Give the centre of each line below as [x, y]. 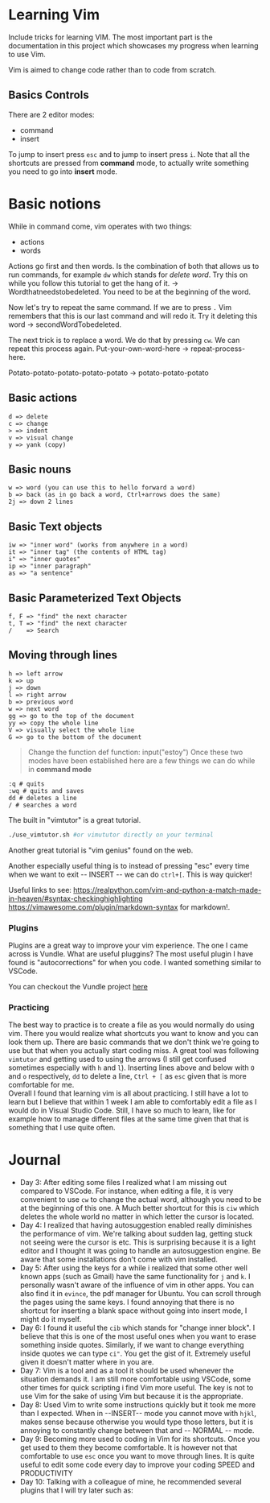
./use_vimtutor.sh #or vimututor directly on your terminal [111, 835]
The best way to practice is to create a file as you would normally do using [131, 1025]
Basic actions [43, 398]
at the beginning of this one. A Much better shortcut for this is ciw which [139, 1208]
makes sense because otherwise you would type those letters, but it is [137, 1422]
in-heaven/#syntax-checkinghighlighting [76, 898]
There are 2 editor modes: [51, 114]
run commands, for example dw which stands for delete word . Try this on [128, 275]
